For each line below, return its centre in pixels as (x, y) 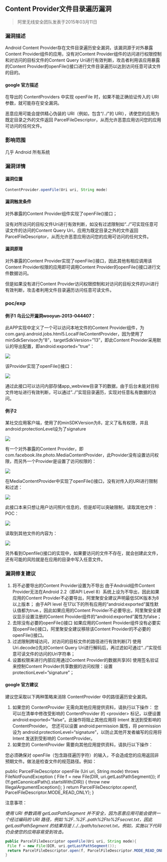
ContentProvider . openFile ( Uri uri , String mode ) (56, 190)
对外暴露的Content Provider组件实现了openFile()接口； (61, 213)
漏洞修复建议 (21, 574)
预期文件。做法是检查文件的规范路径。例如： (51, 761)
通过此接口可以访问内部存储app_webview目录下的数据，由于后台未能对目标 (82, 386)
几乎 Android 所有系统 (28, 152)
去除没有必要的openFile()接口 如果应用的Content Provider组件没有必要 (84, 622)
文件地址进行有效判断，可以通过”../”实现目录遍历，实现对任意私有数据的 (79, 392)
